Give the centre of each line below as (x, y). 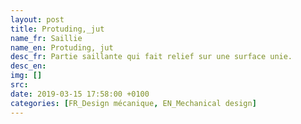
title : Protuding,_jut (57, 29)
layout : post (37, 19)
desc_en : (28, 66)
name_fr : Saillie (46, 38)
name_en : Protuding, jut (62, 47)
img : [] (26, 76)
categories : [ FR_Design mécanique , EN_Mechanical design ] (133, 103)
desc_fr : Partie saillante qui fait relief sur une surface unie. (151, 57)
